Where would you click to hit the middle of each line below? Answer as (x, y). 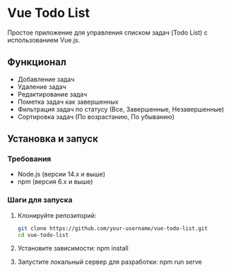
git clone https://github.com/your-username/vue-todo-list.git (113, 228)
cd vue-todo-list (43, 235)
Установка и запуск (53, 139)
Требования (29, 159)
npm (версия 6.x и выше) (55, 182)
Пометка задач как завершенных (68, 102)
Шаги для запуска (40, 200)
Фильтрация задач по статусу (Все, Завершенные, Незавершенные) (121, 109)
